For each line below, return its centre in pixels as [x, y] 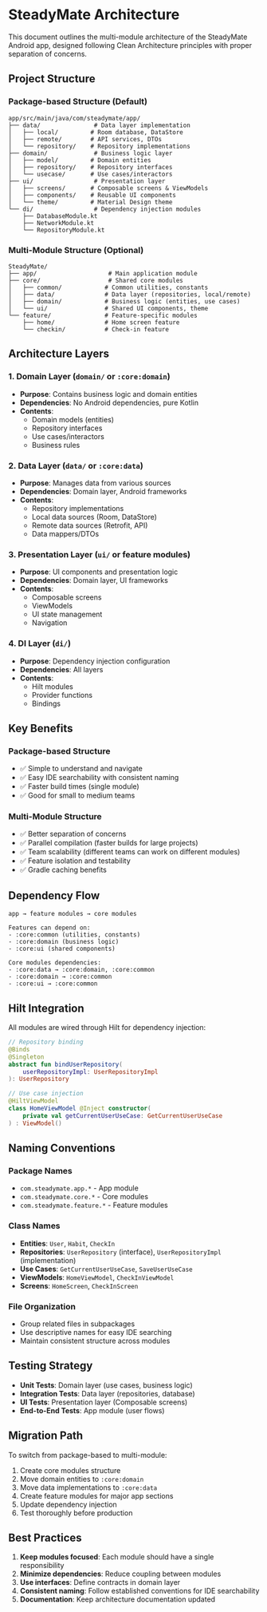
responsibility [42, 1566]
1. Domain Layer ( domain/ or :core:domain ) [89, 377]
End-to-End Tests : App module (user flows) [92, 1410]
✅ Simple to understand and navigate [81, 769]
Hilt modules [52, 686]
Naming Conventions [62, 1149]
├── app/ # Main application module [103, 273]
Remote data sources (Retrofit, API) [90, 525]
